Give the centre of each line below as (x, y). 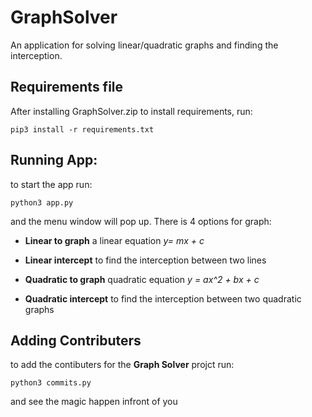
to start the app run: (51, 184)
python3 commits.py (51, 383)
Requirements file (67, 87)
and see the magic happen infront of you (94, 402)
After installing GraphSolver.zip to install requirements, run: (131, 111)
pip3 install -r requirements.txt (82, 129)
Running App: (54, 160)
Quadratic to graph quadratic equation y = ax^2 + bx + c (142, 279)
